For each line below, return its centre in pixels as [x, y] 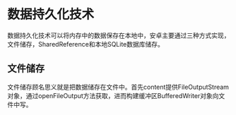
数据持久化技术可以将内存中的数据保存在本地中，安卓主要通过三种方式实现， [119, 35]
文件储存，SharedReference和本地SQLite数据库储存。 [86, 44]
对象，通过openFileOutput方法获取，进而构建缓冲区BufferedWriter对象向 [113, 95]
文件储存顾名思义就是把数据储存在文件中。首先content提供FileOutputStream [118, 87]
